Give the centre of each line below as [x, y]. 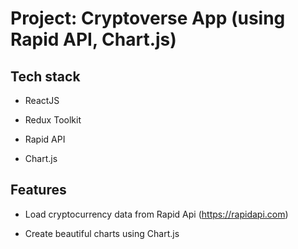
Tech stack [45, 76]
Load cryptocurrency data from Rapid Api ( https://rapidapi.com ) [156, 214]
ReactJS [42, 100]
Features [38, 190]
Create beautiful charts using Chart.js [102, 233]
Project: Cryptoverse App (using [148, 18]
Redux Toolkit [53, 120]
